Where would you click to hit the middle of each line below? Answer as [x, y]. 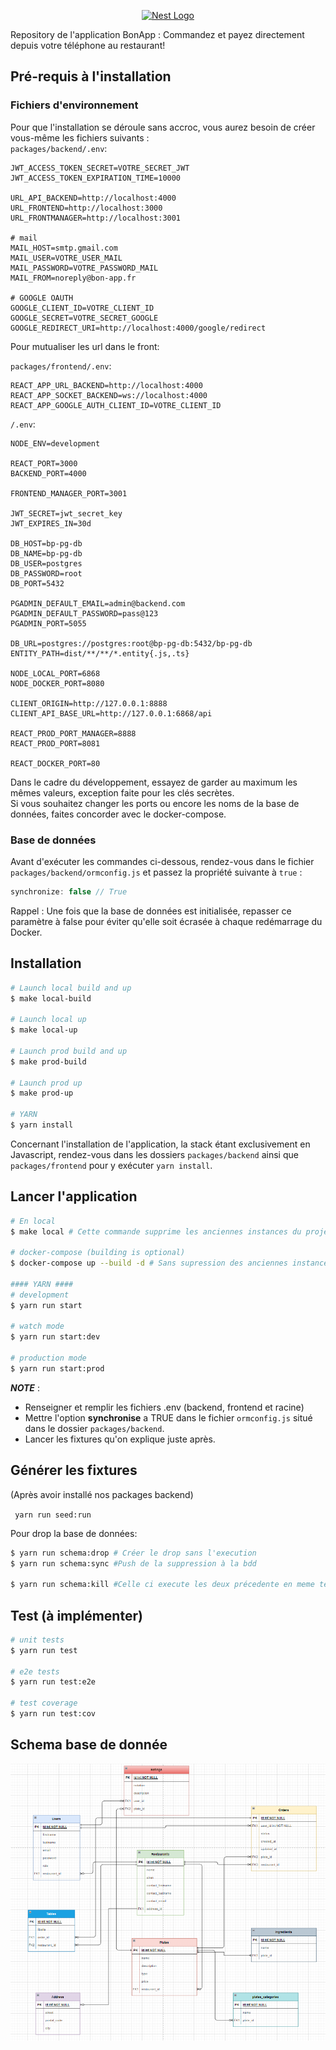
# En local [33, 1221]
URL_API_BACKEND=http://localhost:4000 [93, 198]
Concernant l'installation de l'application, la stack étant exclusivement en [160, 1144]
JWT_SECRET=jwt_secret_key [66, 513]
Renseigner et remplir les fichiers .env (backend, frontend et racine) [164, 1407]
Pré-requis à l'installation [91, 76]
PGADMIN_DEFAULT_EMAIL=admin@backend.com [98, 603]
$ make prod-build [48, 1061]
